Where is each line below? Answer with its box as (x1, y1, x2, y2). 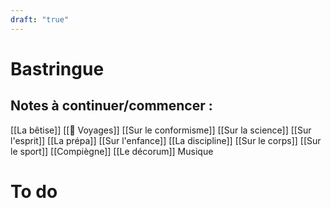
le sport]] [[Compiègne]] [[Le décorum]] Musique (10, 145, 214, 157)
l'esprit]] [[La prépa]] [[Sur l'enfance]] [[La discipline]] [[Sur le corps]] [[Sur (10, 134, 322, 146)
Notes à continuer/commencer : (10, 97, 213, 115)
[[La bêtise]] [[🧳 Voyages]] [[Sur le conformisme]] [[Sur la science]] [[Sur (10, 124, 312, 136)
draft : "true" (10, 14, 70, 25)
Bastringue (10, 57, 105, 80)
